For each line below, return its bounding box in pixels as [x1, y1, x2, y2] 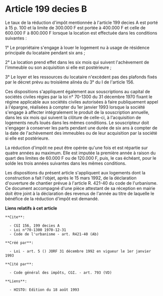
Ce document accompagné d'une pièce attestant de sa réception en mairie [5, 185, 156, 191]
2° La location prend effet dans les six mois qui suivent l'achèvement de [5, 59, 149, 65]
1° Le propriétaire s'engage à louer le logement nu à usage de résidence [5, 44, 150, 50]
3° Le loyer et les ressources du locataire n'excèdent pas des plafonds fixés [5, 74, 157, 80]
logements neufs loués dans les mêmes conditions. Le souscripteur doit [5, 120, 149, 126]
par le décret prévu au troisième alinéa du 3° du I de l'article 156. [5, 79, 135, 85]
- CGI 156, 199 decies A [9, 223, 60, 228]
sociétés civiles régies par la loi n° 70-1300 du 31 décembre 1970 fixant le [5, 94, 152, 100]
